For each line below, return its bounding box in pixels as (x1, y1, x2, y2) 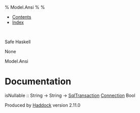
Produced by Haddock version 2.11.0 (5, 102, 81, 108)
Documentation (5, 76, 72, 87)
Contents (12, 14, 31, 20)
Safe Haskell (5, 39, 31, 45)
